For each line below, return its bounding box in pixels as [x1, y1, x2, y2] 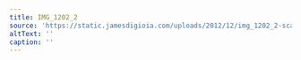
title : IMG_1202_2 [9, 12, 78, 22]
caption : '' [9, 37, 54, 47]
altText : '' [9, 29, 54, 38]
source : [9, 21, 39, 30]
